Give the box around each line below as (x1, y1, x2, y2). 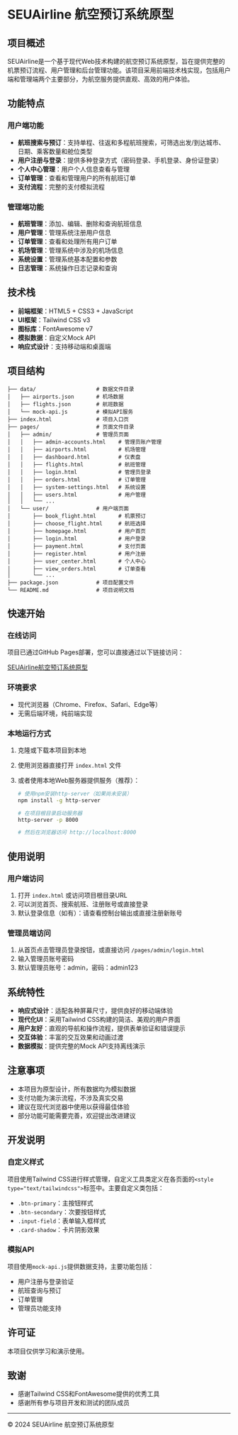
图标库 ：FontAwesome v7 (17, 324, 93, 333)
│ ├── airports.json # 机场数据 (7, 393, 124, 400)
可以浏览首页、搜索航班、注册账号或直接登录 (17, 899, 149, 908)
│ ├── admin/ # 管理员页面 (7, 431, 130, 438)
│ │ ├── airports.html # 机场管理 (7, 446, 147, 453)
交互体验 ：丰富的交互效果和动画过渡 (17, 1033, 124, 1042)
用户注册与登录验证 (17, 1277, 74, 1285)
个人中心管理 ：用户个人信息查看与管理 (17, 165, 130, 173)
